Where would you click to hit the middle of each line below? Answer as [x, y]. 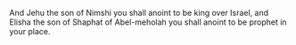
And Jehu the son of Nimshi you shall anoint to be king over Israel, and [139, 13]
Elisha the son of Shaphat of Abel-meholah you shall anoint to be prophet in [148, 22]
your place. [30, 31]
